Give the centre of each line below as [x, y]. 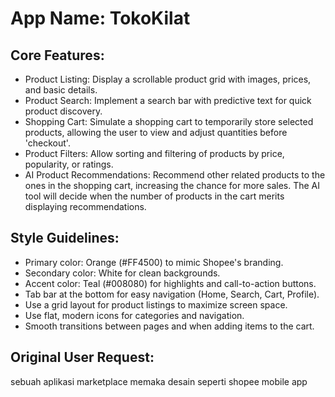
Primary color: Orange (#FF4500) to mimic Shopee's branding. [154, 262]
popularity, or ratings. [69, 164]
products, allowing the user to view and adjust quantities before [156, 132]
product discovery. [63, 111]
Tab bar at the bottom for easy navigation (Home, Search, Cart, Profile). [172, 294]
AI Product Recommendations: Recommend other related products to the [175, 175]
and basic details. [61, 90]
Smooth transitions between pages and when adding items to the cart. [169, 326]
